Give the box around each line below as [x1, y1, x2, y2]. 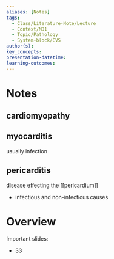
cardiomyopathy [6, 111, 70, 121]
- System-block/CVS [12, 37, 61, 43]
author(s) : [6, 43, 34, 49]
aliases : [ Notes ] [6, 9, 50, 15]
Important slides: [6, 235, 49, 242]
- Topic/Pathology [12, 32, 59, 38]
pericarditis [6, 166, 51, 176]
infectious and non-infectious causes [15, 193, 109, 200]
